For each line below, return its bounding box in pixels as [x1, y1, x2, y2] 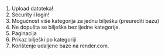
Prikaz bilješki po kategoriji [11, 36, 77, 43]
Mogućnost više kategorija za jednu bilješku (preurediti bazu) [11, 18, 160, 24]
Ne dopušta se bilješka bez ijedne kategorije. [11, 23, 120, 30]
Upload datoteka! [11, 5, 54, 12]
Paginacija [11, 30, 37, 37]
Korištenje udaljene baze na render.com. [11, 42, 109, 49]
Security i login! [11, 11, 50, 18]
